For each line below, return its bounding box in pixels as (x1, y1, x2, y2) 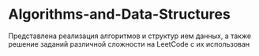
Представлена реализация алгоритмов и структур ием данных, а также (8, 31, 251, 40)
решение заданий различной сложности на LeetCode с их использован (8, 39, 250, 48)
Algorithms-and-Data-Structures (8, 5, 231, 23)
